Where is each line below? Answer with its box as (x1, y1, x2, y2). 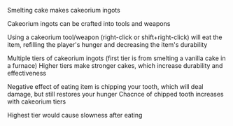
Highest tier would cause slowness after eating (7, 111, 143, 119)
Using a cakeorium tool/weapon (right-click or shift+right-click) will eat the (7, 33, 223, 41)
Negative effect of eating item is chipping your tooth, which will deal (7, 83, 204, 90)
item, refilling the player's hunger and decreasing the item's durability (7, 41, 208, 48)
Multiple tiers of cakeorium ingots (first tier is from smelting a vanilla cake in (7, 54, 226, 62)
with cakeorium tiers (7, 97, 66, 106)
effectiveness (7, 69, 47, 77)
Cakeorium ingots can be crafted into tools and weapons (7, 20, 171, 27)
